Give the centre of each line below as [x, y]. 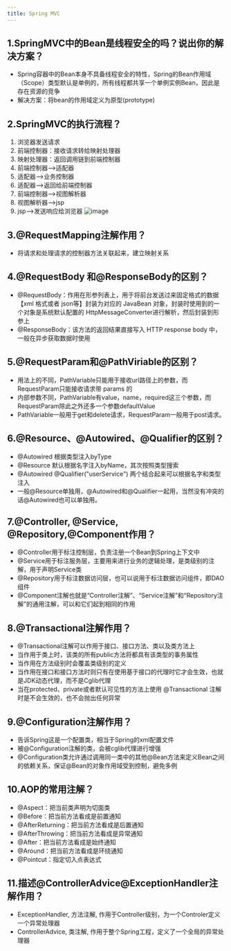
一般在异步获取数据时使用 [54, 338]
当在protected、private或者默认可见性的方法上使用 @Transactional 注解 [119, 690]
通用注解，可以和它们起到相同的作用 [84, 604]
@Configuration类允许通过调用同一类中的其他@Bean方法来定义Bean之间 [121, 757]
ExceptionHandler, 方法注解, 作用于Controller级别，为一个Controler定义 [119, 914]
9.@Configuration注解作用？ [70, 722]
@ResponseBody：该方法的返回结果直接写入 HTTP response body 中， [119, 329]
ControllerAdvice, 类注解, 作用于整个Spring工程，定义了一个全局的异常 [118, 932]
